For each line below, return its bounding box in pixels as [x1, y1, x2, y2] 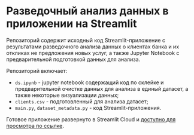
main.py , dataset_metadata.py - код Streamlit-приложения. [14, 104, 162, 111]
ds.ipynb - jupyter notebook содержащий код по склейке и [14, 79, 164, 86]
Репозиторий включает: [6, 67, 68, 74]
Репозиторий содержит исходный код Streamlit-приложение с [6, 36, 166, 44]
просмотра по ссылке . [6, 122, 65, 129]
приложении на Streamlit [6, 17, 137, 30]
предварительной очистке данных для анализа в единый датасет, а [14, 85, 189, 92]
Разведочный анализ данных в [6, 4, 169, 18]
